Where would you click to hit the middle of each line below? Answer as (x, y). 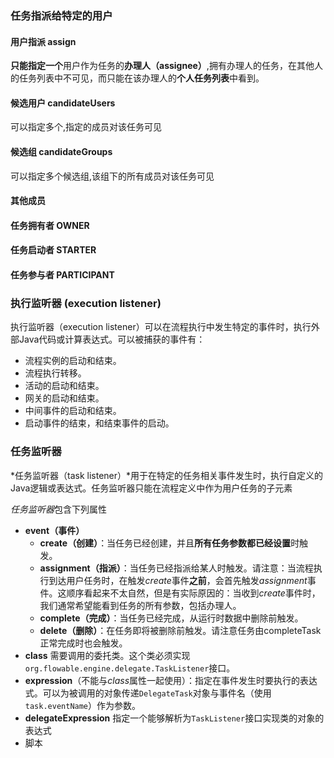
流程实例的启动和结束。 (73, 361)
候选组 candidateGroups (61, 151)
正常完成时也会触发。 (83, 643)
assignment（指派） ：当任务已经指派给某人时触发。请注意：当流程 (176, 568)
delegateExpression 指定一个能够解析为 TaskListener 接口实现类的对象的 (174, 718)
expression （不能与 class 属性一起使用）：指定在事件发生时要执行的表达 (171, 680)
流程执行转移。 (55, 373)
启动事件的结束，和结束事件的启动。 (99, 423)
